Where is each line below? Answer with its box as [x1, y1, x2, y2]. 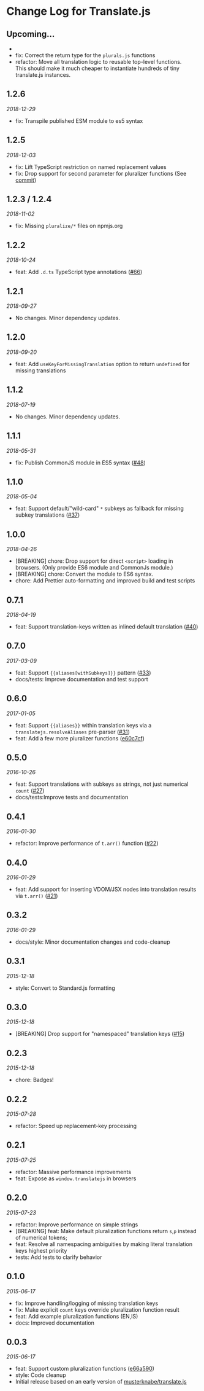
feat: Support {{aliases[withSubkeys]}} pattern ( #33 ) [15, 668, 151, 676]
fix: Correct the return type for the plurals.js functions [15, 52, 156, 59]
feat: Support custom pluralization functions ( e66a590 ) [15, 1365, 155, 1373]
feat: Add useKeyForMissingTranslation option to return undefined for [15, 360, 190, 367]
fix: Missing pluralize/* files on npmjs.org [15, 222, 123, 230]
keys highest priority [15, 1247, 67, 1254]
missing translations [15, 367, 66, 374]
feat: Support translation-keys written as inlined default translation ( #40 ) [15, 622, 198, 630]
